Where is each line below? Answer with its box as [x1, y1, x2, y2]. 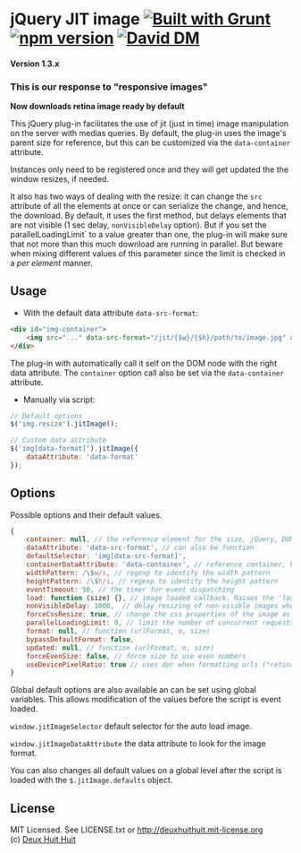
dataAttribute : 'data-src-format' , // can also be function [26, 543, 255, 553]
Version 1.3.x [10, 58, 60, 69]
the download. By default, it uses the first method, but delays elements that [10, 211, 287, 221]
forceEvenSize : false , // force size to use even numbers [26, 651, 247, 660]
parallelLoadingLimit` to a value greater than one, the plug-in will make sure [10, 229, 288, 240]
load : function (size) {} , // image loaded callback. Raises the [26, 593, 275, 602]
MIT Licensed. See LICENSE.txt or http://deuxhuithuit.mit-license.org [10, 824, 263, 835]
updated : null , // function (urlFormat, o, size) [26, 643, 215, 652]
